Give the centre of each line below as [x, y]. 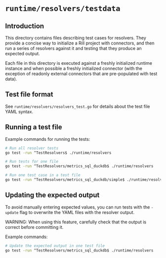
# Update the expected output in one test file [55, 246]
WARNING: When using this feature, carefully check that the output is [76, 222]
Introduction [25, 26]
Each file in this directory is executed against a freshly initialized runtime [79, 63]
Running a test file [34, 127]
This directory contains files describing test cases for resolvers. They [76, 38]
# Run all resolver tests [32, 148]
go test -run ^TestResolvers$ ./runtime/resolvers [58, 153]
